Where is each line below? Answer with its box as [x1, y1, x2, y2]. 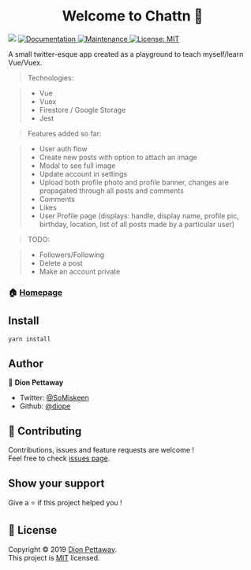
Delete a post [39, 258, 83, 267]
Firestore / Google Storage [39, 105, 126, 114]
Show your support [8, 476, 105, 490]
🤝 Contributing [8, 424, 82, 438]
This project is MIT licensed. [8, 553, 100, 562]
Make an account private [39, 266, 121, 276]
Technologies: [27, 73, 74, 82]
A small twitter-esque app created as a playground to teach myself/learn [8, 49, 244, 58]
